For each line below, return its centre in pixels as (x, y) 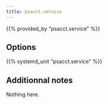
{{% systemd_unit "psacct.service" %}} (54, 62)
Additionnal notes (40, 80)
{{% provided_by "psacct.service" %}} (53, 29)
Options (21, 47)
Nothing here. (23, 94)
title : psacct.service (34, 12)
